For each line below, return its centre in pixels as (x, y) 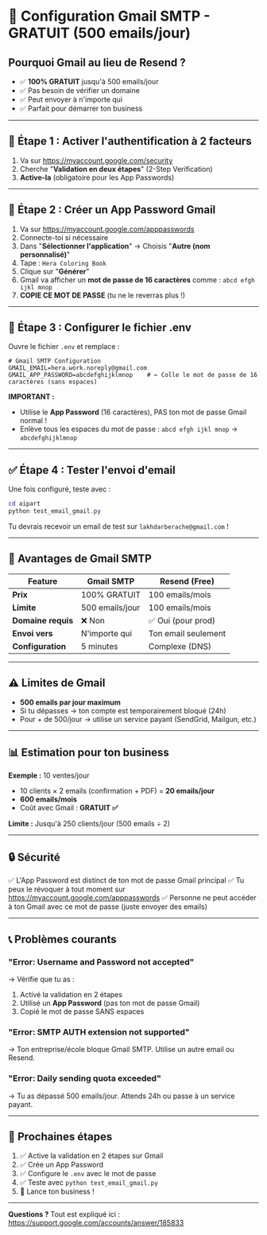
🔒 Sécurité (35, 857)
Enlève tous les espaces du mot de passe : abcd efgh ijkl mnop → (129, 429)
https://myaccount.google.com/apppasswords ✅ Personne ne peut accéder (132, 898)
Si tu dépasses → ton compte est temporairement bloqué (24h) (123, 710)
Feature (43, 581)
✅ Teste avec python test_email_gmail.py (89, 1183)
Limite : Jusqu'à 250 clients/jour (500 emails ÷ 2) (89, 824)
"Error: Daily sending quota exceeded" (85, 1078)
